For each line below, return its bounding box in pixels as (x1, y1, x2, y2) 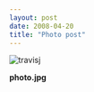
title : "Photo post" (9, 30, 87, 39)
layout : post (9, 13, 58, 23)
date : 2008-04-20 (9, 22, 74, 31)
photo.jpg (9, 72, 47, 83)
